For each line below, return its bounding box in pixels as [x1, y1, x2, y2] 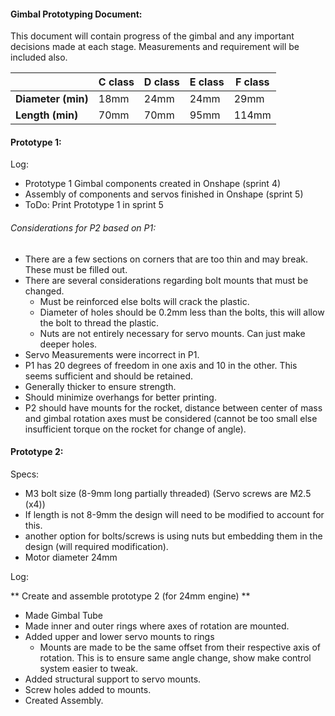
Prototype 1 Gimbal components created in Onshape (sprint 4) [24, 178, 282, 190]
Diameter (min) [15, 92, 89, 106]
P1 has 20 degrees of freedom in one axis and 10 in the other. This [24, 359, 298, 371]
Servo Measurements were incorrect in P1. [24, 348, 200, 360]
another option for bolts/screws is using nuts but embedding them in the [24, 530, 323, 542]
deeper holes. [39, 338, 98, 350]
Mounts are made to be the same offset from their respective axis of [39, 641, 321, 653]
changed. [24, 285, 65, 297]
